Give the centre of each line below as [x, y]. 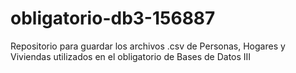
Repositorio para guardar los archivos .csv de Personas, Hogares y [148, 46]
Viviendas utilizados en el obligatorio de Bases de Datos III [131, 56]
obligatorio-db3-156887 [113, 18]
